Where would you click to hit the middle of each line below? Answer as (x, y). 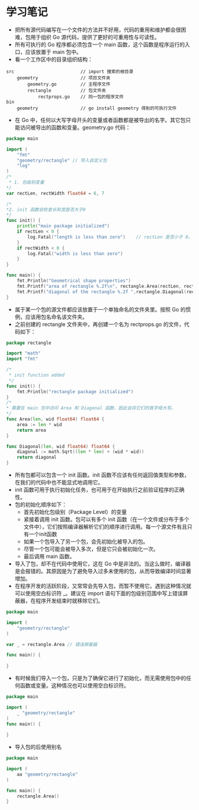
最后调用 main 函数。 (49, 557)
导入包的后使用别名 (38, 747)
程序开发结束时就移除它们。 (69, 601)
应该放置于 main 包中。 (53, 52)
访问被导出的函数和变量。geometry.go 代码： (75, 127)
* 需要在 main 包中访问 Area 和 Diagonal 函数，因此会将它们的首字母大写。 (91, 408)
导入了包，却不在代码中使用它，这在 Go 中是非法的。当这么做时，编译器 (103, 564)
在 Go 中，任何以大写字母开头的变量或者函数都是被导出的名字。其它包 (100, 120)
